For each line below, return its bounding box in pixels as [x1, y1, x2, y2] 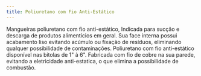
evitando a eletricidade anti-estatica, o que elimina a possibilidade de [6, 57, 179, 65]
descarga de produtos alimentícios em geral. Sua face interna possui [6, 31, 177, 39]
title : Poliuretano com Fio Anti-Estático [6, 8, 115, 15]
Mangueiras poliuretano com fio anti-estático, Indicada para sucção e [6, 25, 180, 33]
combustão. [6, 64, 36, 71]
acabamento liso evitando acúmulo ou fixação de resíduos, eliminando [6, 38, 182, 45]
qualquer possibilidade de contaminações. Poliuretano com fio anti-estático [6, 45, 194, 52]
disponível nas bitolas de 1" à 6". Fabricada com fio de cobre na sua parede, [6, 51, 196, 58]
